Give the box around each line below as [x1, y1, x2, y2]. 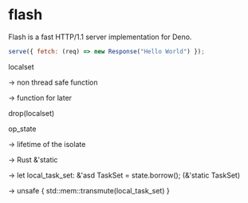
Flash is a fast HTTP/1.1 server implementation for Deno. [8, 32, 192, 42]
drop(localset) [8, 108, 55, 117]
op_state [8, 124, 37, 133]
